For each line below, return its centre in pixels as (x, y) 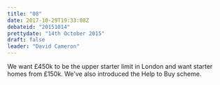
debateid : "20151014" (39, 27)
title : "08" (25, 14)
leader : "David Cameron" (43, 46)
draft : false (26, 40)
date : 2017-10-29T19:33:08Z (48, 20)
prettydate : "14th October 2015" (56, 33)
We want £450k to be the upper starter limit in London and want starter (110, 66)
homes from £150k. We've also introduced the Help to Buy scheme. (104, 74)
